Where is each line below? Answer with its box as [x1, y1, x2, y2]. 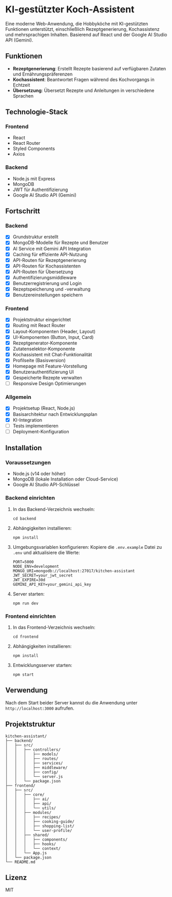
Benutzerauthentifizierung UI [12, 369, 74, 375]
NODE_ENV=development [12, 564, 59, 569]
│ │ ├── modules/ [5, 810, 52, 815]
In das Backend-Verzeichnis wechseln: [12, 506, 95, 512]
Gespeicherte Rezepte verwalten [12, 375, 82, 381]
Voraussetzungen [5, 459, 51, 466]
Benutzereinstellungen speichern [12, 292, 83, 298]
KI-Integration [12, 417, 43, 423]
